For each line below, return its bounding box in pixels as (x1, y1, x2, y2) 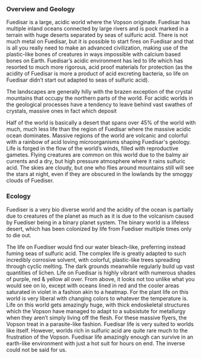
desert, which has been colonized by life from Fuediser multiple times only (6, 225, 192, 232)
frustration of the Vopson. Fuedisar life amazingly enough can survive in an (6, 333, 194, 340)
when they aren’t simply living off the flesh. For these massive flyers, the (6, 314, 187, 321)
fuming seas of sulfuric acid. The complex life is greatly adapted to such (6, 250, 186, 257)
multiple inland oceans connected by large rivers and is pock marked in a (6, 25, 189, 32)
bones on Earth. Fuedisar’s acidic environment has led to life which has (6, 57, 183, 65)
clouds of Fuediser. (6, 177, 54, 184)
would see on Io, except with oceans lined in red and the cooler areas (6, 282, 180, 289)
